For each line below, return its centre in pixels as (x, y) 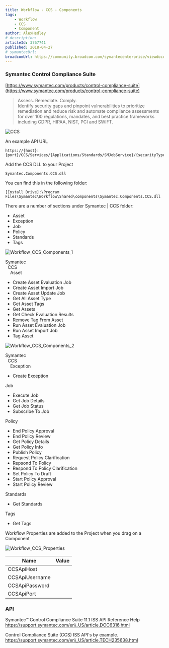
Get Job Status (28, 406)
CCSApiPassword (29, 586)
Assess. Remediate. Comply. (47, 100)
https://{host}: (22, 151)
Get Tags (22, 523)
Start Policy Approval (34, 479)
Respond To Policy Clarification (45, 468)
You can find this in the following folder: (47, 183)
